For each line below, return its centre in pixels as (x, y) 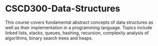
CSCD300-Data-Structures (63, 9)
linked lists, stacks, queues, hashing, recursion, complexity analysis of (77, 33)
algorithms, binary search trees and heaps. (49, 38)
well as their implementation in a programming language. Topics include (79, 27)
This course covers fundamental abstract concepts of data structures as (79, 22)
